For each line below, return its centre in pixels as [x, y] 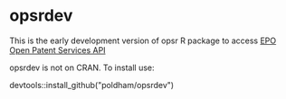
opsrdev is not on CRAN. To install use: [82, 67]
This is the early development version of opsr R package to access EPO [143, 40]
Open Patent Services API [57, 49]
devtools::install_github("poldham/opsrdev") [92, 85]
